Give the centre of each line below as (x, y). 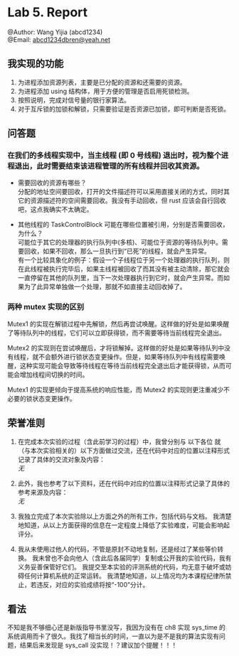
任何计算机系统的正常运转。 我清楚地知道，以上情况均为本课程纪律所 (124, 576)
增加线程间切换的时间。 (54, 375)
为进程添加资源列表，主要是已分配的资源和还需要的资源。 (102, 82)
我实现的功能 (36, 64)
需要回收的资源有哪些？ (52, 183)
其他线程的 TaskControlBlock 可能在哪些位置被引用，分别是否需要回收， (123, 225)
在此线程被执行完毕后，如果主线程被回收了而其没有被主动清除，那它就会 (123, 269)
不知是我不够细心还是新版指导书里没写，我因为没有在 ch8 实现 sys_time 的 (117, 628)
